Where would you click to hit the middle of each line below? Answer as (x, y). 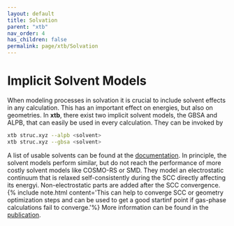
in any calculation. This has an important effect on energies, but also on (110, 107)
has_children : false (37, 40)
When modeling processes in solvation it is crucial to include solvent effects (116, 100)
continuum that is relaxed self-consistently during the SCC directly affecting (116, 177)
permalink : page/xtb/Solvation (53, 46)
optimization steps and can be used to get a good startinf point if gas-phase (117, 199)
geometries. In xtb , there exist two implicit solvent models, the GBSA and (112, 115)
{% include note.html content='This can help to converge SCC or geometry (115, 192)
